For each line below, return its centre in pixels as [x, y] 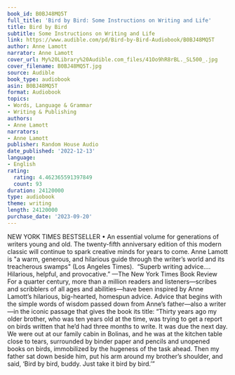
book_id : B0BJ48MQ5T [38, 14]
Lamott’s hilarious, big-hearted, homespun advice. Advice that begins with [115, 296]
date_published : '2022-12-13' [52, 151]
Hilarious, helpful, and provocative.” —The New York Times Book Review [112, 274]
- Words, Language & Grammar [50, 106]
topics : [19, 99]
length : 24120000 [33, 210]
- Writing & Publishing [42, 112]
